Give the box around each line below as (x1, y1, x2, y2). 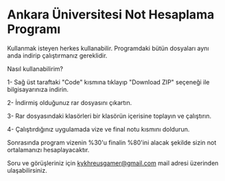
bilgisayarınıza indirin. (7, 85, 69, 93)
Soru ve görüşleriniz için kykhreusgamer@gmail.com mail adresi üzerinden (7, 158, 219, 167)
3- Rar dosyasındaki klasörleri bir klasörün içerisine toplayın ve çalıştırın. (7, 112, 212, 120)
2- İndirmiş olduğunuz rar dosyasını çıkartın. (7, 98, 132, 106)
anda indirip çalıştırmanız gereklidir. (7, 51, 108, 60)
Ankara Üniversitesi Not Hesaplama (7, 7, 215, 23)
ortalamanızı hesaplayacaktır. (7, 145, 90, 154)
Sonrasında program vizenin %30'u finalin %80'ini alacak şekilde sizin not (7, 138, 217, 147)
